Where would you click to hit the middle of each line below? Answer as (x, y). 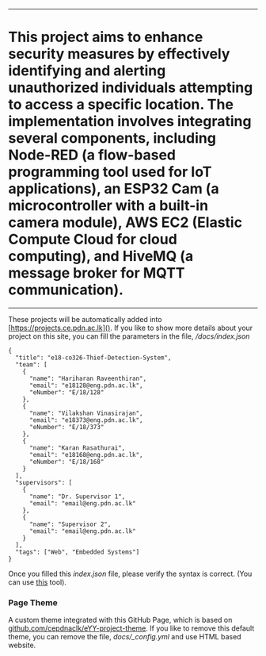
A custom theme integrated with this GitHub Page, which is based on (120, 620)
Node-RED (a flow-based (92, 155)
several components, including (112, 138)
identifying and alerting (87, 71)
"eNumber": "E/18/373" (66, 427)
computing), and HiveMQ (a (101, 257)
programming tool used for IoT (110, 172)
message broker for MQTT (97, 273)
